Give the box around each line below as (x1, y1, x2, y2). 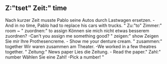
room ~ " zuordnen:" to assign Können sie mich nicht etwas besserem (5, 27, 149, 34)
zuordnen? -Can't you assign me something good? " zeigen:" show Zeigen (5, 33, 159, 39)
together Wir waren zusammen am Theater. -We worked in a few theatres (5, 43, 156, 49)
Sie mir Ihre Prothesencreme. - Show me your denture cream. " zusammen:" (5, 38, 162, 44)
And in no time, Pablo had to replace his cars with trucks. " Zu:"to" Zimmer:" (5, 22, 162, 28)
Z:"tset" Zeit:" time (5, 4, 67, 12)
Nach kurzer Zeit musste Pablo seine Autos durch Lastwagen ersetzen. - (5, 17, 155, 23)
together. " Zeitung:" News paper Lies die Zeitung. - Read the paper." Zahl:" (5, 49, 161, 55)
